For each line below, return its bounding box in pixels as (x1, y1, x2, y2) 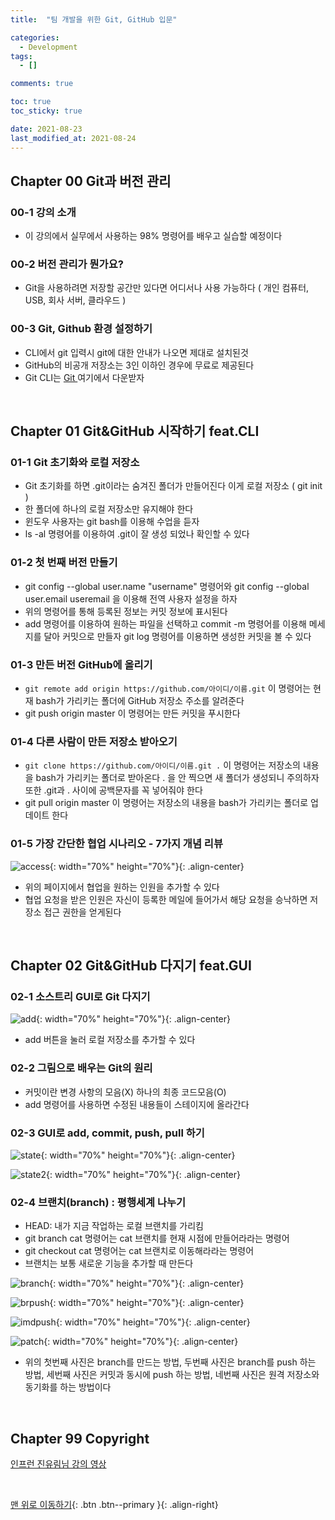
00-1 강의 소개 (10, 205, 77, 219)
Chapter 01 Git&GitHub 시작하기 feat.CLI (10, 423, 260, 440)
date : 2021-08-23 (10, 124, 83, 134)
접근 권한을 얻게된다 (43, 906, 122, 918)
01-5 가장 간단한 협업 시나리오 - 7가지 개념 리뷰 (10, 837, 223, 851)
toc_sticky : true (10, 106, 83, 116)
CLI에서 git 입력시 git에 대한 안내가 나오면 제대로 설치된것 (24, 346, 249, 358)
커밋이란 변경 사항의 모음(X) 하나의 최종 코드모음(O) (24, 1086, 227, 1098)
